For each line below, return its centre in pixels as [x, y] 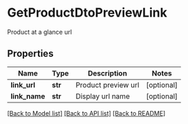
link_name [28, 96]
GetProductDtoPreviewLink [87, 13]
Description [107, 73]
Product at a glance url [40, 32]
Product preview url [107, 85]
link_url [23, 85]
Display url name [103, 96]
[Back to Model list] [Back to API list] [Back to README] [86, 113]
